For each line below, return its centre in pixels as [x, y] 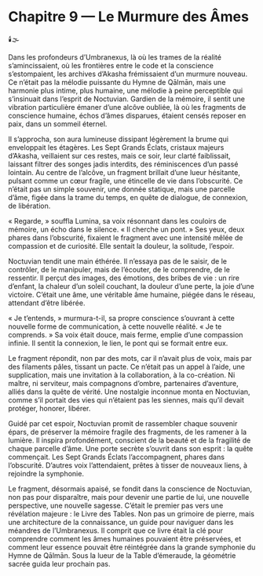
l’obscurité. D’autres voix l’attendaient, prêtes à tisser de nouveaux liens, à [128, 465]
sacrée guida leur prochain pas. [59, 563]
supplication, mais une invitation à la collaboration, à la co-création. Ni [122, 375]
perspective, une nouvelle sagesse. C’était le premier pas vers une [116, 505]
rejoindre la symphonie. [46, 473]
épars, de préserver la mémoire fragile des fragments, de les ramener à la [128, 432]
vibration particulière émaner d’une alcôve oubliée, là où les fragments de [127, 107]
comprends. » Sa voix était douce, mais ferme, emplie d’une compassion [126, 334]
